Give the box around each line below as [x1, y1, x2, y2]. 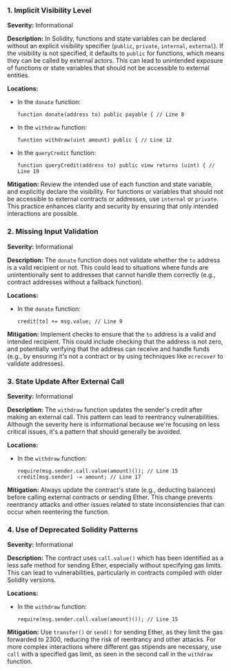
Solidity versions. [7, 576, 57, 584]
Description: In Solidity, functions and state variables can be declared [7, 34, 207, 43]
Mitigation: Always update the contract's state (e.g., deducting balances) [7, 485, 216, 494]
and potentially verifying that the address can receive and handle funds [7, 344, 210, 353]
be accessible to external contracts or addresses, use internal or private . [7, 195, 219, 203]
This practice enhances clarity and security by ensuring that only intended [7, 202, 219, 210]
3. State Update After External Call [7, 377, 124, 386]
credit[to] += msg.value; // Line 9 [17, 318, 123, 325]
